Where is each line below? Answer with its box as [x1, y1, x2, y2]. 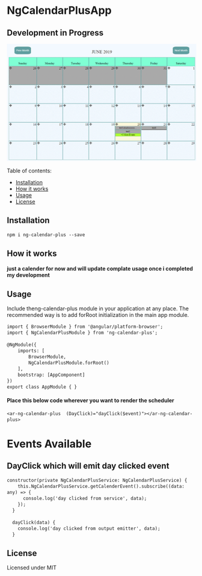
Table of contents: [7, 167, 52, 174]
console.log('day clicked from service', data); [22, 495, 147, 502]
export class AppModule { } [7, 384, 78, 390]
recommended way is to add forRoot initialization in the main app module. [7, 311, 189, 319]
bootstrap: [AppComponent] [17, 372, 85, 378]
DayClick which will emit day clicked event [7, 460, 170, 471]
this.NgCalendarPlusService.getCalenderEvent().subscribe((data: [17, 483, 185, 490]
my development [7, 272, 50, 279]
